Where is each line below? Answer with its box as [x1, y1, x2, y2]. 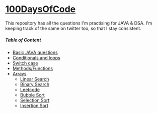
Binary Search [20, 81, 50, 87]
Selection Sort [20, 97, 50, 103]
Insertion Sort [20, 102, 49, 108]
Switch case [12, 60, 38, 66]
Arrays [12, 70, 27, 76]
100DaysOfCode [5, 3, 76, 15]
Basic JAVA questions [12, 49, 58, 55]
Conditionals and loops [12, 54, 60, 60]
